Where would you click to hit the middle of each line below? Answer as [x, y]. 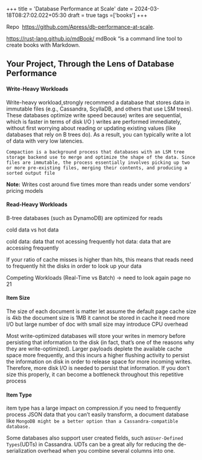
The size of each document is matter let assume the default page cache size [101, 311]
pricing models [25, 190]
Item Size [18, 298]
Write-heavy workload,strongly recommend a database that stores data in [98, 102]
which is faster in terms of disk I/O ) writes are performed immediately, [94, 121]
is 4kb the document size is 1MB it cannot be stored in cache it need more [98, 318]
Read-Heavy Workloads [37, 204]
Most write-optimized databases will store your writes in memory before [96, 336]
